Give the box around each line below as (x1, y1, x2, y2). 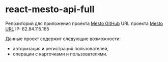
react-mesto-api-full (5, 4, 95, 15)
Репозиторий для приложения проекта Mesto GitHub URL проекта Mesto (5, 20, 163, 26)
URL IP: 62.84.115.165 (5, 25, 49, 32)
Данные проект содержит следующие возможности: (5, 36, 121, 42)
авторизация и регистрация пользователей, (12, 45, 108, 51)
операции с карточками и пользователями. (12, 51, 108, 57)
